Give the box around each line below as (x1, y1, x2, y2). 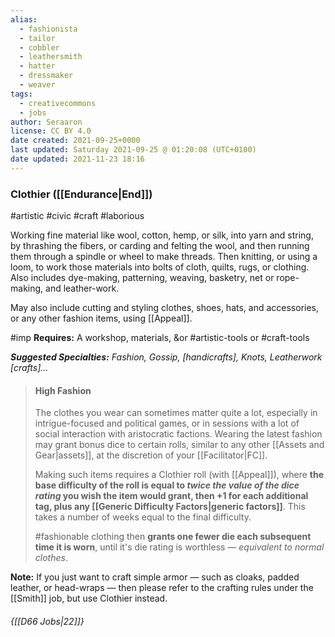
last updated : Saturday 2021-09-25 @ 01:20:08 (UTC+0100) (10, 145, 257, 155)
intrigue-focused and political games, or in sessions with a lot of (34, 417, 300, 430)
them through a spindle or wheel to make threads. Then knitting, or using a (10, 251, 318, 263)
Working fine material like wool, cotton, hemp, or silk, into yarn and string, (10, 229, 314, 241)
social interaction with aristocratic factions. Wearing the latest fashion (34, 428, 323, 440)
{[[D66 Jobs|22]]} (10, 615, 85, 627)
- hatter (19, 61, 56, 71)
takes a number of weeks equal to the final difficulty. (34, 511, 252, 523)
